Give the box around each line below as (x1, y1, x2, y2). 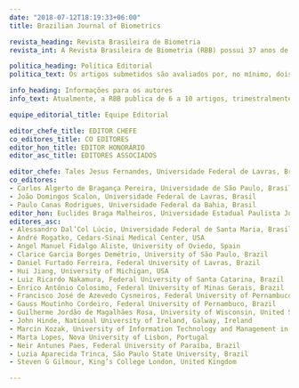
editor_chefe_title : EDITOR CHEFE (9, 126, 138, 135)
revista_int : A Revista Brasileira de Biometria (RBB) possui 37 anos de (9, 45, 289, 54)
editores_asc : (9, 217, 62, 226)
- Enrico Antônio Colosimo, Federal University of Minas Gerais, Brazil (9, 283, 285, 292)
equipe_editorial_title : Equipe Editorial (9, 110, 169, 119)
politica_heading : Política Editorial (9, 61, 153, 71)
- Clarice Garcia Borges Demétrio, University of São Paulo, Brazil (9, 250, 269, 259)
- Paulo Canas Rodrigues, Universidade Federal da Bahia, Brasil (9, 200, 256, 209)
